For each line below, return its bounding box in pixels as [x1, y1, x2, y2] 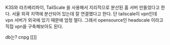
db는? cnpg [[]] [5, 34, 37, 40]
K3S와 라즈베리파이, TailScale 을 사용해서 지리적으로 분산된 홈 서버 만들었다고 [5, 5, 160, 10]
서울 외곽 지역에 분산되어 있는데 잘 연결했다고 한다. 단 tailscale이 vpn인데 [12, 11, 157, 17]
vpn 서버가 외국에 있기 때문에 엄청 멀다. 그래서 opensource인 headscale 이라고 [5, 17, 164, 23]
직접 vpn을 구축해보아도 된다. [5, 23, 63, 29]
